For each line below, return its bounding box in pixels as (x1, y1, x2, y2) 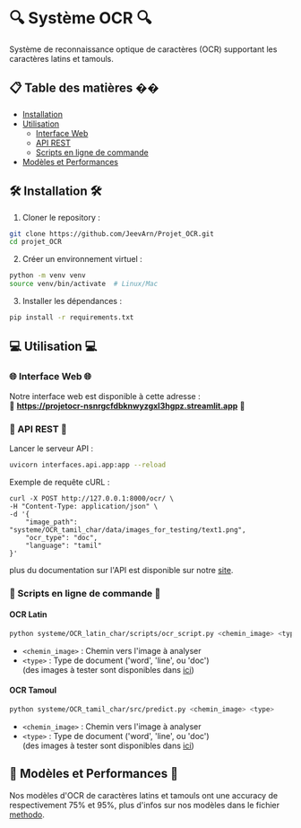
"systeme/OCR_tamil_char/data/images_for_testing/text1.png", (9, 525, 246, 535)
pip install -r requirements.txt (9, 313, 134, 322)
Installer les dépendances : (21, 296, 123, 307)
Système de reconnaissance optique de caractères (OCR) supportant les (9, 43, 278, 55)
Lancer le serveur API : (9, 442, 94, 454)
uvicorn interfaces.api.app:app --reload (9, 460, 167, 469)
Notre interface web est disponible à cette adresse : (9, 390, 201, 401)
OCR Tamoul (9, 684, 56, 696)
